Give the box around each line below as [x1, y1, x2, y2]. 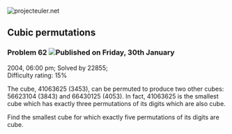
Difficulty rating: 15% [7, 70, 68, 80]
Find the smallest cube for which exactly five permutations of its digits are [7, 112, 219, 121]
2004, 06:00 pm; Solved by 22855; [7, 64, 108, 72]
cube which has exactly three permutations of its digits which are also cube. [7, 99, 226, 107]
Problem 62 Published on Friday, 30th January [7, 47, 176, 57]
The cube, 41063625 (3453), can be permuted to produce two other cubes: [7, 84, 224, 93]
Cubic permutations [7, 27, 96, 38]
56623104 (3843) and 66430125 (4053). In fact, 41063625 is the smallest [7, 91, 219, 100]
